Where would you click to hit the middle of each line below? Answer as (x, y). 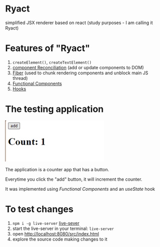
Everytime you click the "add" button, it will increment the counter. (74, 179)
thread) (20, 78)
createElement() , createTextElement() (52, 62)
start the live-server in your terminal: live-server (63, 228)
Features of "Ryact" (48, 48)
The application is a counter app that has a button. (57, 169)
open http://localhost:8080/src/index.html (56, 233)
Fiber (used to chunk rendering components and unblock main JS (80, 73)
